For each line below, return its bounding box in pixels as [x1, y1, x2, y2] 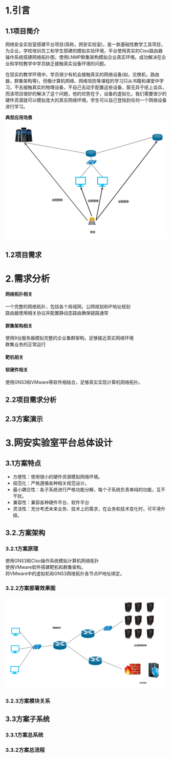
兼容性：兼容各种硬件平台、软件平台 [12, 499, 90, 505]
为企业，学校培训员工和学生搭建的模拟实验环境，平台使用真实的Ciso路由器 [5, 48, 163, 54]
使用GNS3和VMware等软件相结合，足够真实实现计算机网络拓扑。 [5, 379, 143, 385]
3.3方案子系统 [5, 715, 50, 724]
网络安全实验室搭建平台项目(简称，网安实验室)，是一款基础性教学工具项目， [5, 42, 166, 47]
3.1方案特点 [5, 459, 41, 468]
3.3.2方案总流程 [5, 747, 45, 754]
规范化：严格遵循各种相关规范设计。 [12, 480, 90, 486]
